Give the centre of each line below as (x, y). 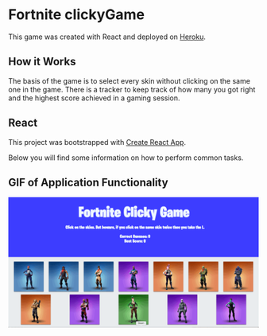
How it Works (42, 62)
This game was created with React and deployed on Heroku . (107, 37)
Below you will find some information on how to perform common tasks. (126, 158)
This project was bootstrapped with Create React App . (97, 142)
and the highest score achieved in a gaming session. (94, 98)
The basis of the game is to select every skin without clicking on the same (129, 80)
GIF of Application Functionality (88, 182)
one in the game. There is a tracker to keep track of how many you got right (132, 89)
